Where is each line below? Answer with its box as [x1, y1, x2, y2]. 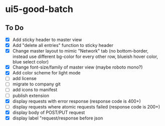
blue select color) [12, 59, 49, 65]
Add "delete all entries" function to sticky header [12, 42, 114, 48]
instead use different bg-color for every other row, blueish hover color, [12, 53, 158, 59]
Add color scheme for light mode [12, 70, 81, 76]
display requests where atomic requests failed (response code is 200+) [12, 103, 160, 109]
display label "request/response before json [12, 115, 103, 121]
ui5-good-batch [5, 3, 74, 15]
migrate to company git [12, 81, 61, 87]
